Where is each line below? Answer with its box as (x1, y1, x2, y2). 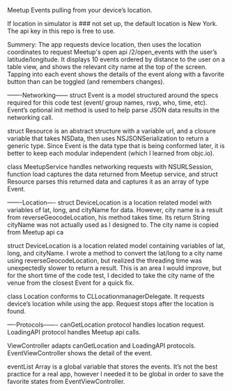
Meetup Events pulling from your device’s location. (7, 6, 153, 14)
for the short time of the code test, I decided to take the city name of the (7, 272, 215, 279)
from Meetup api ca (7, 228, 64, 236)
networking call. (7, 113, 54, 121)
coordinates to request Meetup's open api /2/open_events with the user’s (7, 48, 217, 56)
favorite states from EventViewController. (7, 377, 125, 385)
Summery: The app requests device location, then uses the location (7, 40, 201, 48)
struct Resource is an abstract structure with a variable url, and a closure (7, 127, 216, 135)
